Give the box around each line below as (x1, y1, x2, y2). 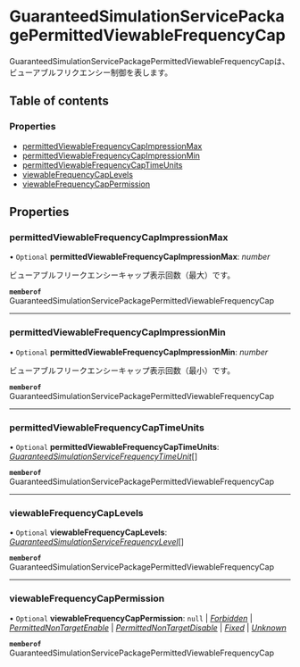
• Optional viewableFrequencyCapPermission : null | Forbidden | (9, 613, 253, 623)
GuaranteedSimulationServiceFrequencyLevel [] (9, 537, 185, 547)
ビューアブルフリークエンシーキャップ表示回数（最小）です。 (9, 364, 236, 376)
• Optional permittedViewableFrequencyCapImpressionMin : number (9, 346, 269, 357)
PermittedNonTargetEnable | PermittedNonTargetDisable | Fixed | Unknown (9, 622, 287, 633)
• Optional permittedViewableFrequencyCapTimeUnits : (9, 441, 220, 452)
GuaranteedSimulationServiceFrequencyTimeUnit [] (9, 451, 198, 462)
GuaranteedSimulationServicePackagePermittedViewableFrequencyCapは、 (9, 55, 290, 66)
